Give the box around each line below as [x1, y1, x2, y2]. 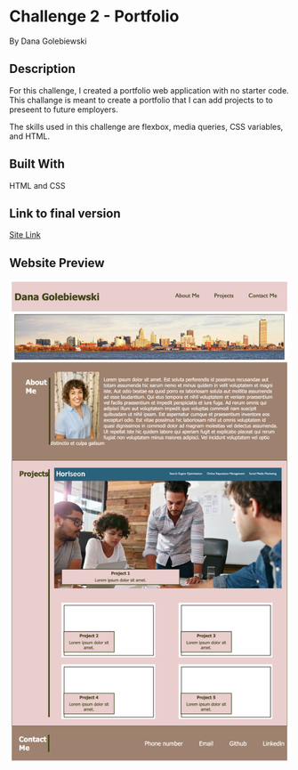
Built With [9, 157, 65, 172]
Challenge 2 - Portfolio [9, 6, 180, 27]
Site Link [9, 230, 42, 240]
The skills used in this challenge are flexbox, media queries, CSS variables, [9, 121, 284, 132]
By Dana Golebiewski [9, 36, 87, 46]
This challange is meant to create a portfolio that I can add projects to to [9, 94, 274, 105]
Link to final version [9, 206, 121, 221]
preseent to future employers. [9, 104, 118, 115]
